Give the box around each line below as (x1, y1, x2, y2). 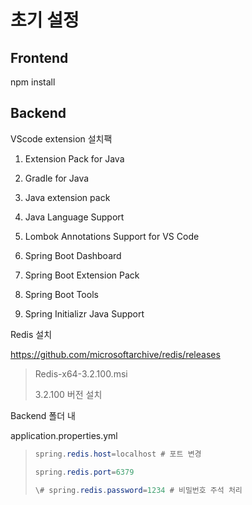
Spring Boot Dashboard (24, 249, 122, 261)
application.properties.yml (10, 429, 118, 441)
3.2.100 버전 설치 (34, 388, 103, 400)
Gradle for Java (24, 172, 90, 184)
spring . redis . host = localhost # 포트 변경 (34, 449, 202, 459)
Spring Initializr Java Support (24, 307, 145, 320)
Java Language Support (24, 211, 125, 223)
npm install (10, 76, 56, 88)
